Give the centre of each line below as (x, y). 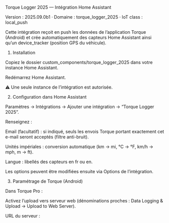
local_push (16, 22)
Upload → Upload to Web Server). (41, 206)
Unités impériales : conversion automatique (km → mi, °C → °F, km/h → (79, 146)
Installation (24, 53)
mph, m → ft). (19, 152)
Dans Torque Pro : (24, 191)
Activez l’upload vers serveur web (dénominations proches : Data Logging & (84, 201)
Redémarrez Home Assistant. (36, 77)
